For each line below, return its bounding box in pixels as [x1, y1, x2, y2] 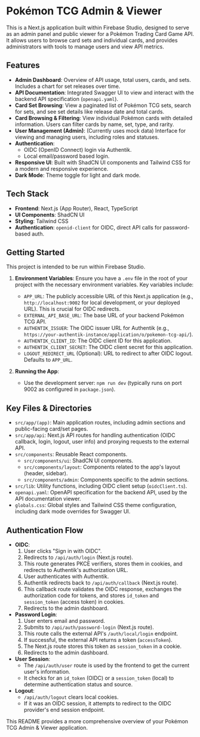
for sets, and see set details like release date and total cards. [14, 108, 165, 115]
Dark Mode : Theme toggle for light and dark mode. [14, 172, 141, 179]
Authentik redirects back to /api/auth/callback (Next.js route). [23, 579, 179, 586]
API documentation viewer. [14, 495, 82, 503]
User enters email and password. [23, 617, 106, 624]
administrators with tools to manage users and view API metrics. [6, 43, 164, 50]
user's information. [23, 668, 70, 675]
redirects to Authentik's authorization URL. [23, 567, 128, 573]
